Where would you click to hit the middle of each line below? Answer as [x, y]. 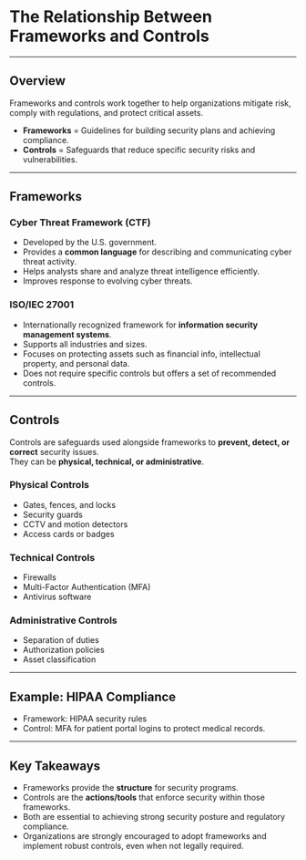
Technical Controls [52, 557]
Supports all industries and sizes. [85, 344]
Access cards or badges [69, 534]
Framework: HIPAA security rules [85, 719]
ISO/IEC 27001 [42, 305]
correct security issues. [54, 451]
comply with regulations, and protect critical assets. [106, 112]
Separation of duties [61, 640]
